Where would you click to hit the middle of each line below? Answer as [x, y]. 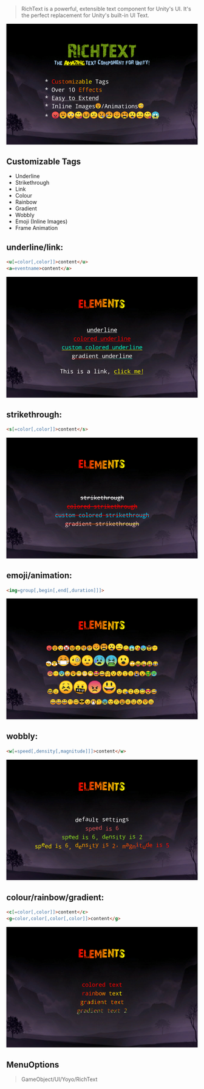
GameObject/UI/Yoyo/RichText [59, 1079]
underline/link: [35, 247]
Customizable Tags [43, 161]
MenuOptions [33, 1064]
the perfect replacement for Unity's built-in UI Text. [85, 15]
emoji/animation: [39, 576]
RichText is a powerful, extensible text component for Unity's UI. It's [106, 9]
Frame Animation [36, 228]
